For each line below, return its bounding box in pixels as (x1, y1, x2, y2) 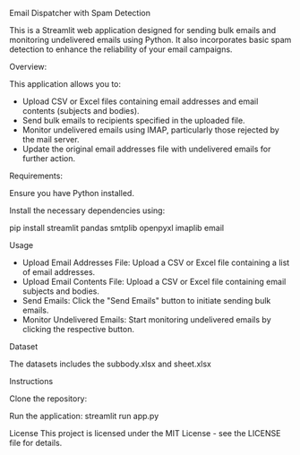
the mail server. (21, 134, 80, 144)
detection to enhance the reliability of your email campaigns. (9, 44, 233, 55)
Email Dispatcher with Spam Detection (9, 8, 150, 18)
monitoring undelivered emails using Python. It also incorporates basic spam (9, 35, 292, 45)
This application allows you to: (9, 79, 122, 89)
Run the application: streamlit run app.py (9, 411, 159, 421)
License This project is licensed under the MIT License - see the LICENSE (9, 428, 281, 438)
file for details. (9, 438, 63, 448)
